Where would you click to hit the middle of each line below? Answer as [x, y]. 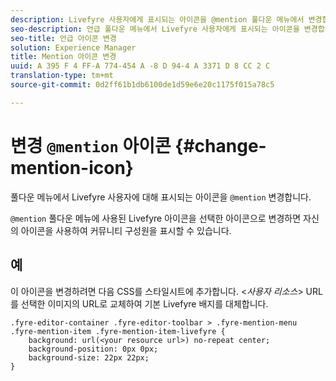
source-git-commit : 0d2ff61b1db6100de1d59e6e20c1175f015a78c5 [142, 85]
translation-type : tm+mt [62, 76]
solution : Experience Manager [73, 47]
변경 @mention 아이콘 [91, 145]
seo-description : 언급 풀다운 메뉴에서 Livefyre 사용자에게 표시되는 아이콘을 [155, 29]
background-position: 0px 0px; [93, 349]
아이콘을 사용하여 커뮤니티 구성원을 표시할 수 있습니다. [126, 230]
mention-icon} [72, 167]
